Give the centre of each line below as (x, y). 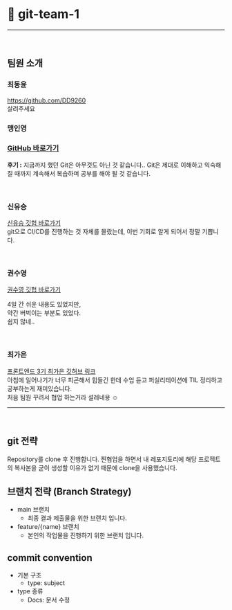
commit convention (50, 558)
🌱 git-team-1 (43, 14)
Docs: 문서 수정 (49, 600)
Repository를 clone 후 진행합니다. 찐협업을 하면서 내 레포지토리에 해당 (102, 459)
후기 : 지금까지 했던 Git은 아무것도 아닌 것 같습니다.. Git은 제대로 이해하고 (105, 165)
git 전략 (22, 441)
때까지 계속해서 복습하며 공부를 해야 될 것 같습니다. (82, 173)
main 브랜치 (33, 510)
